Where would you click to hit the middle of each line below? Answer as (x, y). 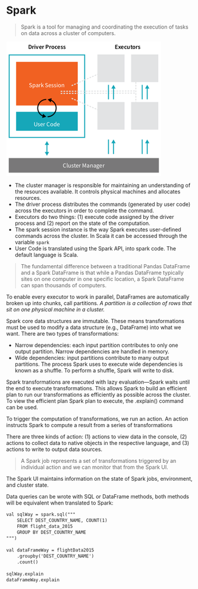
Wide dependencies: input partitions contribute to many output (92, 358)
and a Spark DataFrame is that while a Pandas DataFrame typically (102, 272)
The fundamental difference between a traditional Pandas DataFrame (105, 266)
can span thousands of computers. (64, 285)
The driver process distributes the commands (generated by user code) (103, 204)
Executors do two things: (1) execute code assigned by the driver (94, 217)
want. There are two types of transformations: (62, 333)
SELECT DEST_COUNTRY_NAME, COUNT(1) (62, 520)
